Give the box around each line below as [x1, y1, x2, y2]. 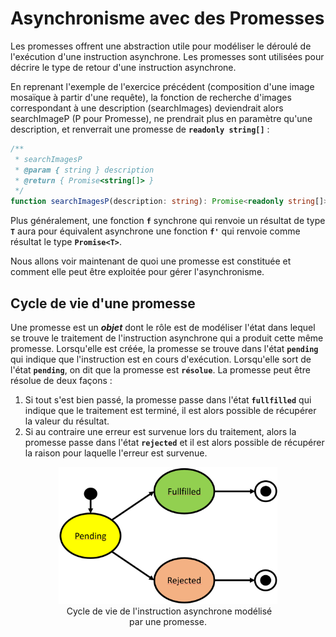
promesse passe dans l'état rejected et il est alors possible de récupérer [24, 437, 325, 448]
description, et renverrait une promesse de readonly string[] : [10, 123, 270, 135]
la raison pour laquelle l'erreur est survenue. [24, 447, 208, 459]
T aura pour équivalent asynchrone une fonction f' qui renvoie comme [10, 225, 301, 237]
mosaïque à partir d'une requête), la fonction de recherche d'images [10, 91, 292, 103]
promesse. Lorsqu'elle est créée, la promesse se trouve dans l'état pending [10, 343, 319, 354]
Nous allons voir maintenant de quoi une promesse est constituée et [10, 255, 292, 267]
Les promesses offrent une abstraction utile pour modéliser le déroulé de [10, 40, 312, 52]
